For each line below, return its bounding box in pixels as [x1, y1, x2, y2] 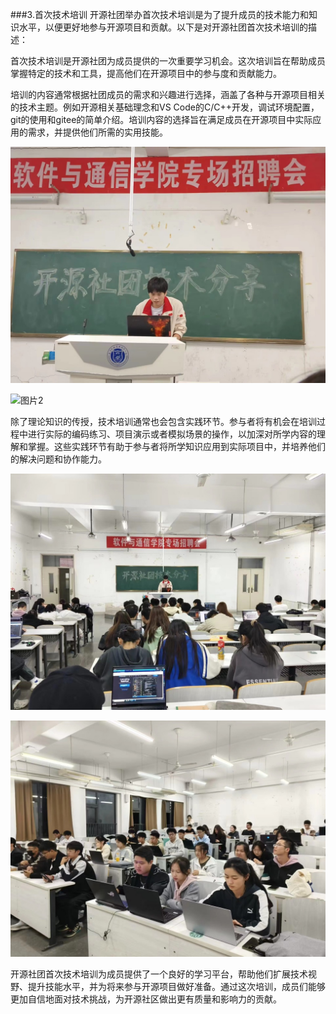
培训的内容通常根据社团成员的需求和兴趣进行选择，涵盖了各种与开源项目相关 [10, 89, 326, 100]
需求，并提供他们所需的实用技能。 [27, 126, 168, 138]
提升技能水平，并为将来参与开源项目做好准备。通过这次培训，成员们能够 [27, 981, 326, 992]
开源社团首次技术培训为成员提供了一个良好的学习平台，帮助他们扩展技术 [10, 968, 308, 980]
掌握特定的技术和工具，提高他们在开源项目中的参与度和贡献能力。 [10, 68, 282, 79]
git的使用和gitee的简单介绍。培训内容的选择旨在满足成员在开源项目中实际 [10, 114, 313, 125]
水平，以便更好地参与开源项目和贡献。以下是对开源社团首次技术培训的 [18, 21, 308, 33]
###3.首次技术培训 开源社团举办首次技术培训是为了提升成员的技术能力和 [10, 9, 309, 20]
